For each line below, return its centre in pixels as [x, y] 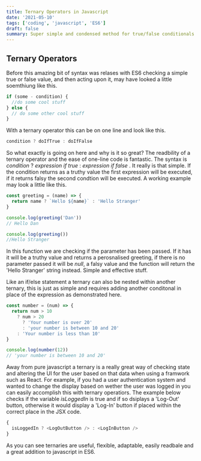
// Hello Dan [22, 223]
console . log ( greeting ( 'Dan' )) [44, 218]
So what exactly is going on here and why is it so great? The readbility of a [98, 153]
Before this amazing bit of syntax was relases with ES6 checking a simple [97, 73]
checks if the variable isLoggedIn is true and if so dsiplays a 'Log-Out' [93, 399]
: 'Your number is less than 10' [59, 334]
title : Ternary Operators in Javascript [58, 12]
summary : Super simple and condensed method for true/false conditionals [100, 34]
